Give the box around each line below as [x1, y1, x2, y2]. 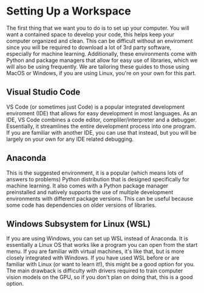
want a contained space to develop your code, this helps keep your [6, 30, 175, 38]
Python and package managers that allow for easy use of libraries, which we [6, 56, 198, 64]
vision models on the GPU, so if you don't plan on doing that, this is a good [6, 274, 193, 281]
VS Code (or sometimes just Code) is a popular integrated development [6, 103, 185, 110]
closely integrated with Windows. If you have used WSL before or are [6, 254, 180, 261]
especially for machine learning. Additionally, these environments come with [6, 50, 197, 57]
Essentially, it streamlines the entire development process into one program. [6, 123, 196, 130]
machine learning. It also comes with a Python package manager [6, 182, 169, 189]
